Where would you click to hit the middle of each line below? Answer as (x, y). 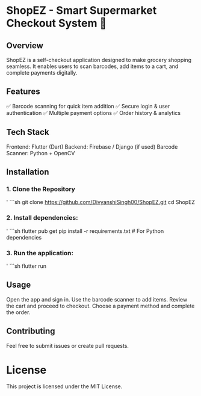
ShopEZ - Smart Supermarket (82, 11)
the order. (18, 312)
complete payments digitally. (42, 73)
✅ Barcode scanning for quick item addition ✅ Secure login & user (88, 106)
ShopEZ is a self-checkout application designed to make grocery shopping (99, 60)
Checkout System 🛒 (57, 23)
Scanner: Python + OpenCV (41, 153)
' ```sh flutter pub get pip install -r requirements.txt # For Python (85, 231)
